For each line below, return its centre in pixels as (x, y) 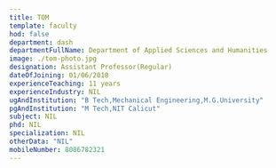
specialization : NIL (47, 133)
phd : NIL (25, 125)
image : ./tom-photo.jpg (53, 59)
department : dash (41, 42)
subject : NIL (33, 116)
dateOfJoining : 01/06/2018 (59, 76)
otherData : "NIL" (41, 141)
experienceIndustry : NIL (55, 92)
